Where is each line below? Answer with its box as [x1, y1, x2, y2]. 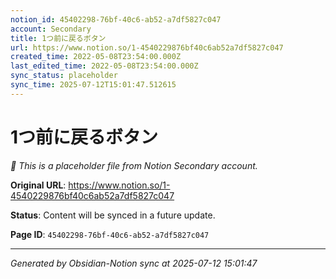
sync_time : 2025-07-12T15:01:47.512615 [10, 80, 177, 90]
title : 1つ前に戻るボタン [10, 33, 107, 43]
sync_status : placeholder [10, 71, 118, 81]
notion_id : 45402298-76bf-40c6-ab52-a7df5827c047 [10, 14, 222, 25]
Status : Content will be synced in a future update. [10, 209, 216, 221]
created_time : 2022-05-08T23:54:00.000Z [10, 52, 182, 62]
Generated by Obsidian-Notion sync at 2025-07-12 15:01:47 [10, 257, 258, 269]
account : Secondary [10, 24, 92, 34]
